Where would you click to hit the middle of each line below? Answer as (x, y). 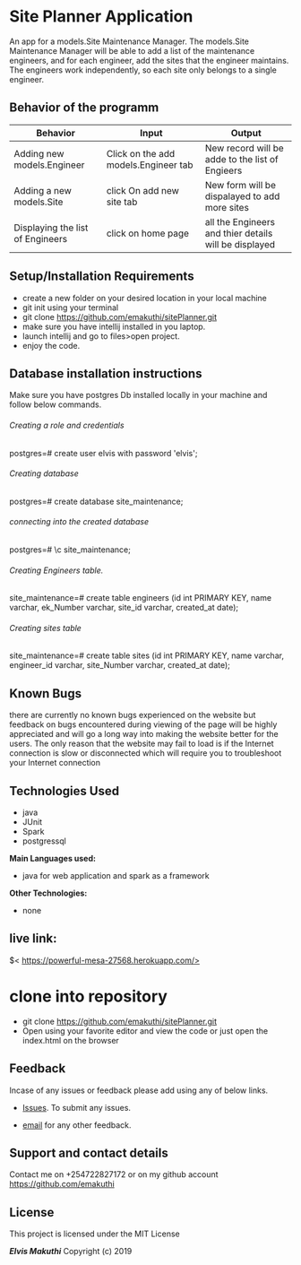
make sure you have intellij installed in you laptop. (114, 326)
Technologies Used (64, 791)
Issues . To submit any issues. (77, 1107)
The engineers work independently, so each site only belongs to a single (143, 70)
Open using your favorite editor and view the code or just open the (145, 1031)
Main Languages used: (53, 859)
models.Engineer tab (150, 165)
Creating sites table (46, 628)
